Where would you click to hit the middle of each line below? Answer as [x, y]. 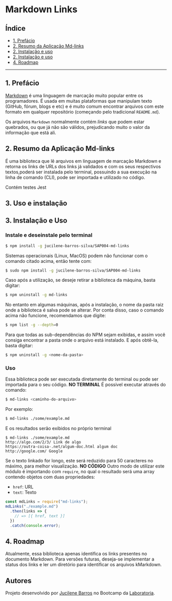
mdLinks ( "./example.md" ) [32, 506]
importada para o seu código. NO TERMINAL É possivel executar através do [86, 385]
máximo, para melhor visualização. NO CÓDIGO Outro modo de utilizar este [85, 466]
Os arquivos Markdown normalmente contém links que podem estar [75, 122]
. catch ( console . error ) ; [35, 525]
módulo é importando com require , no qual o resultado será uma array [80, 472]
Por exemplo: [19, 409]
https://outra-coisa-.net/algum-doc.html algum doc [61, 447]
